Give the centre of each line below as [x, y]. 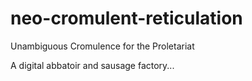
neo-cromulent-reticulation [126, 18]
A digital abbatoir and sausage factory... [92, 65]
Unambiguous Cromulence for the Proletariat [102, 46]
